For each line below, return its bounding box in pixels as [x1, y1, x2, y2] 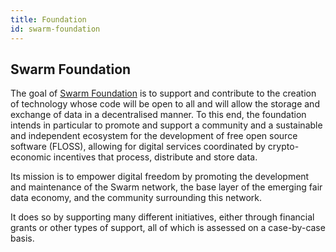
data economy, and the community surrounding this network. [10, 192, 263, 204]
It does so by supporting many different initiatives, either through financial [10, 211, 315, 223]
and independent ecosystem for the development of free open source [10, 130, 298, 142]
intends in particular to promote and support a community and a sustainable [10, 119, 323, 131]
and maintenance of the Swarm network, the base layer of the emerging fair [10, 181, 323, 193]
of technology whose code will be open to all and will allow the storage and [10, 98, 320, 110]
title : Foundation [10, 14, 87, 25]
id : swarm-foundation [10, 24, 101, 34]
